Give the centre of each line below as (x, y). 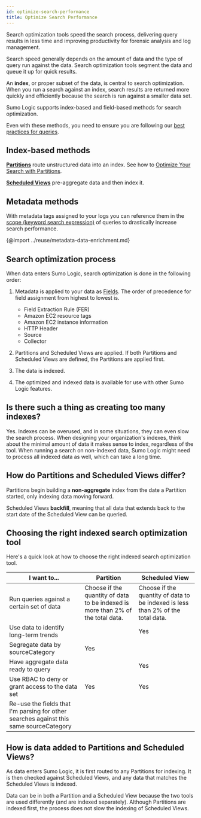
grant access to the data (43, 687)
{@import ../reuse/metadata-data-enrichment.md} (68, 241)
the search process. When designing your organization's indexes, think (94, 437)
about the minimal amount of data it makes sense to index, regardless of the (100, 444)
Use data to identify (37, 628)
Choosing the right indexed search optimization (97, 533)
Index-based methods (48, 150)
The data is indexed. (40, 370)
